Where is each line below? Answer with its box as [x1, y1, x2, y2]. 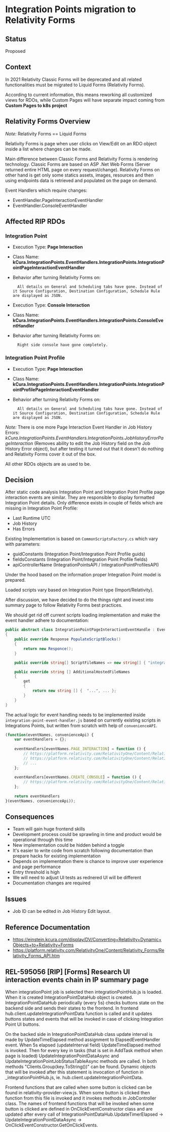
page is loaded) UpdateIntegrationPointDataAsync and [5, 1053, 119, 1059]
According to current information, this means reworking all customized [5, 92, 152, 98]
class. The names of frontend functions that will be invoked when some [5, 1100, 154, 1107]
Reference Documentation [5, 923, 90, 932]
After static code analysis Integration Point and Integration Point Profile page [5, 489, 165, 495]
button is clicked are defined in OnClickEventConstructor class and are [5, 1106, 153, 1112]
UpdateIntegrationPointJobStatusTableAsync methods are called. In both [5, 1058, 157, 1064]
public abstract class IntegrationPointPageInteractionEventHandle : [5, 627, 155, 633]
